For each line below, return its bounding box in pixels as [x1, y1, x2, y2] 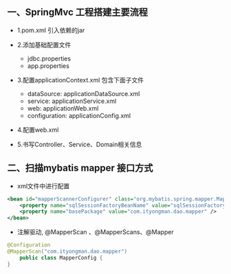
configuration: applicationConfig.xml [27, 111, 131, 119]
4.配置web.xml [16, 126, 59, 134]
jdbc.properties [27, 54, 71, 62]
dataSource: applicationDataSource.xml [27, 89, 140, 98]
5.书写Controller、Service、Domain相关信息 [16, 140, 142, 148]
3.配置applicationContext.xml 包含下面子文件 [16, 76, 144, 84]
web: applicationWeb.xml [27, 104, 99, 112]
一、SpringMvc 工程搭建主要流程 [7, 6, 148, 19]
